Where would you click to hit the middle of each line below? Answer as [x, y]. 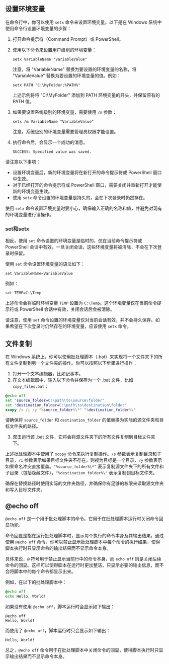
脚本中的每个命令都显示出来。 [45, 571]
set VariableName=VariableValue [39, 274]
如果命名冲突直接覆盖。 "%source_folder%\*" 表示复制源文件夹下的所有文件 [82, 466]
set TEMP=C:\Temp [23, 293]
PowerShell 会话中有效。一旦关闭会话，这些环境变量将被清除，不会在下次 [81, 247]
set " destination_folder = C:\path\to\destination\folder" [66, 405]
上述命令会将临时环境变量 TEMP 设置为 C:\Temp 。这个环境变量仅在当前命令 [81, 303]
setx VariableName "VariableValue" [50, 59]
